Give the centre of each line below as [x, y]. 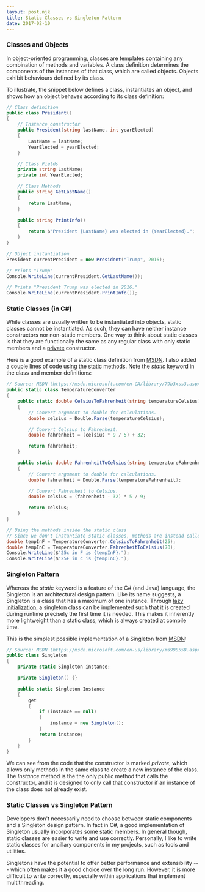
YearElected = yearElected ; [64, 147]
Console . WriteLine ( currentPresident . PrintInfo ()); [72, 293]
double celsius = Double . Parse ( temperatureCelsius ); [97, 418]
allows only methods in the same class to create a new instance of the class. [103, 770]
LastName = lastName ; [56, 141]
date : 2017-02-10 [28, 23]
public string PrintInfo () [52, 220]
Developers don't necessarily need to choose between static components [99, 819]
